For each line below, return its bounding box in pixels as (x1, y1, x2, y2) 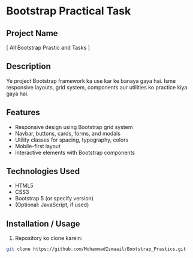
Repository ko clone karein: (14, 235, 83, 242)
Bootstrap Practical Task (6, 4, 131, 18)
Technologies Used (6, 166, 80, 176)
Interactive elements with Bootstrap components (14, 149, 135, 156)
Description (6, 61, 51, 71)
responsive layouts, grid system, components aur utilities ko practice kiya (6, 83, 188, 91)
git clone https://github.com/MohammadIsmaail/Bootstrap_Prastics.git (6, 246, 186, 253)
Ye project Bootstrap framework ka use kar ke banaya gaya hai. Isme (6, 77, 176, 85)
